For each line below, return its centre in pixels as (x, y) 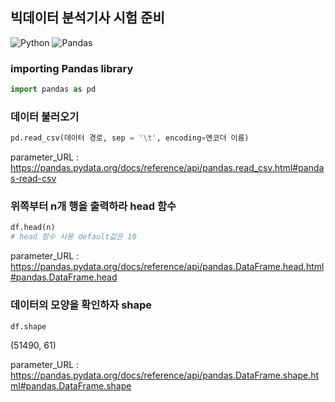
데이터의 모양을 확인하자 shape (81, 305)
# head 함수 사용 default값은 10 (73, 237)
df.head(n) (33, 228)
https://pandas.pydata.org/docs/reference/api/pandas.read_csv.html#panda (167, 168)
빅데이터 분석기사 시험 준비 (87, 18)
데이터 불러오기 (45, 116)
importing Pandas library (72, 68)
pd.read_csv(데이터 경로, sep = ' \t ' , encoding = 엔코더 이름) (130, 138)
